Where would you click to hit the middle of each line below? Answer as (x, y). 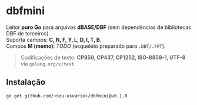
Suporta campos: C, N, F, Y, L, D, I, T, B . (54, 40)
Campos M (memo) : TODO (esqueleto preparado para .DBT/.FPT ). (86, 46)
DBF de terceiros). (28, 33)
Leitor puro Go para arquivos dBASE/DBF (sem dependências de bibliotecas (98, 27)
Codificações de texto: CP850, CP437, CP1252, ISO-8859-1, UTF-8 (103, 57)
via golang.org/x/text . (48, 64)
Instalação (26, 82)
